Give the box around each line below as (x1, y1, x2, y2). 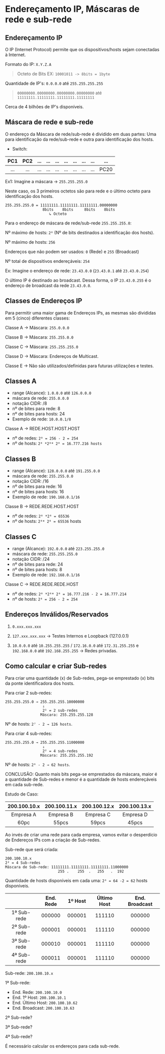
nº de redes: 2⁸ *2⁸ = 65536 (12, 513, 70, 519)
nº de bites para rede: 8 (12, 406, 60, 412)
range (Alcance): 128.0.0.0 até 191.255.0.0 (12, 468, 100, 474)
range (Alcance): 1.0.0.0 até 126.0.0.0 (12, 390, 92, 396)
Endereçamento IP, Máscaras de (5, 3, 140, 15)
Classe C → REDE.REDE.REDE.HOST (5, 581, 79, 587)
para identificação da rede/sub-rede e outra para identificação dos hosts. (5, 136, 154, 142)
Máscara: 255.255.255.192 (40, 753, 93, 758)
